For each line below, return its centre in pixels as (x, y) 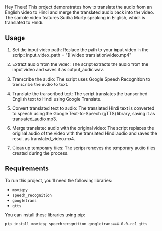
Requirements (27, 169)
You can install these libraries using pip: (45, 215)
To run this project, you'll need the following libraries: (59, 180)
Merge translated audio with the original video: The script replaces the (83, 128)
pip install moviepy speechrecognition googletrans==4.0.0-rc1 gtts (76, 224)
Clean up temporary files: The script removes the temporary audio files (84, 148)
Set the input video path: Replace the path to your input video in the (80, 50)
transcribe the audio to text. (40, 84)
